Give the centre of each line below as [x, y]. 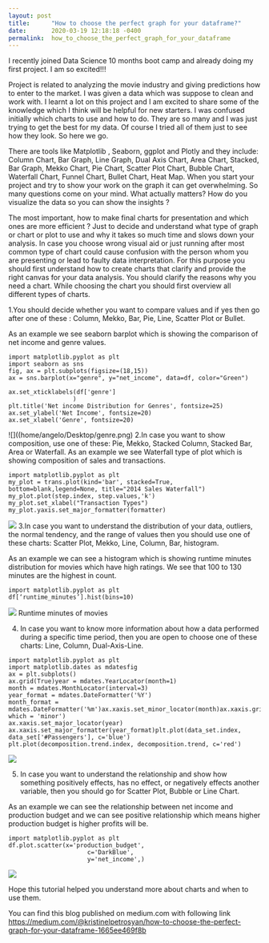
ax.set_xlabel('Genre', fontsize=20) [71, 420]
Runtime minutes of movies [63, 613]
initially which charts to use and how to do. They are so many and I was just [133, 119]
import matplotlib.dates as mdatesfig [73, 668]
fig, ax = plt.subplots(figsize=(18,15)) [78, 371]
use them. [25, 898]
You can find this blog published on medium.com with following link [119, 913]
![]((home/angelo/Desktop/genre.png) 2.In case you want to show [117, 435]
